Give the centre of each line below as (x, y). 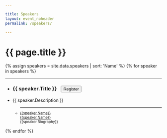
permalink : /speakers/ (29, 23)
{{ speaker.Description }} (38, 100)
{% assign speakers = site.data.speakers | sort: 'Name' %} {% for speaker (81, 66)
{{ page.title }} (36, 52)
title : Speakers (22, 14)
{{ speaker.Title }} (35, 89)
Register (71, 89)
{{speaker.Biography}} (39, 122)
